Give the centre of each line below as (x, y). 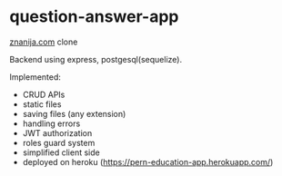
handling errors (51, 123)
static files (42, 104)
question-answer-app (94, 17)
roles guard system (59, 142)
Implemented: (35, 77)
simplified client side (61, 152)
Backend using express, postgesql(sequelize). (96, 59)
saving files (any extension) (74, 113)
